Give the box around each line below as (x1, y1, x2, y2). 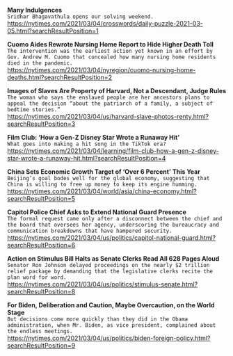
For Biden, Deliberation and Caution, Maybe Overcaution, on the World (7, 301, 215, 309)
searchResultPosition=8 (7, 288, 76, 296)
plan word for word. (7, 274, 67, 281)
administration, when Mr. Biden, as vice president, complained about (7, 322, 216, 329)
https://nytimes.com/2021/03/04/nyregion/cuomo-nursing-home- (7, 66, 196, 74)
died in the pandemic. (7, 60, 73, 67)
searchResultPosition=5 (7, 195, 75, 202)
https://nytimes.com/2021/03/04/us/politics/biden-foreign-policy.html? (7, 334, 211, 342)
